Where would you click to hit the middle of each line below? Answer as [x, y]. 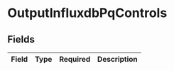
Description [118, 59]
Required [75, 59]
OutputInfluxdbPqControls [87, 13]
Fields [21, 39]
